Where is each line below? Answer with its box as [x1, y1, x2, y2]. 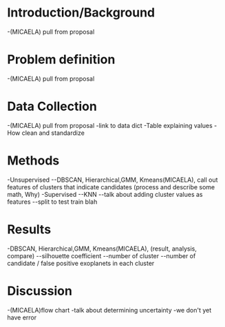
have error [7, 313, 36, 321]
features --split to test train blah [7, 198, 98, 206]
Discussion [7, 283, 72, 299]
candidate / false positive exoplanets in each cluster [7, 259, 155, 267]
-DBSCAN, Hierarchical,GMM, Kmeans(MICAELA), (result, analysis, [7, 244, 197, 253]
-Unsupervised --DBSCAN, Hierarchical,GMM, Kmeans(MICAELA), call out [7, 176, 218, 184]
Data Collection [7, 98, 98, 114]
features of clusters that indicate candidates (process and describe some [7, 182, 215, 191]
